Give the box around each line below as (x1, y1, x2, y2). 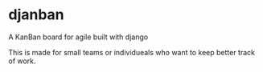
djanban (8, 6, 64, 24)
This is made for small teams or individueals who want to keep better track (8, 47, 256, 57)
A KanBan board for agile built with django (8, 32, 149, 42)
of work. (8, 56, 36, 66)
